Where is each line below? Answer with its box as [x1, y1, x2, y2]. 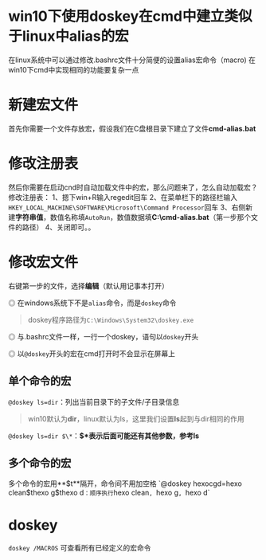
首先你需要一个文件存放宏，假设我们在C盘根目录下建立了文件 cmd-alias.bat [8, 123, 256, 133]
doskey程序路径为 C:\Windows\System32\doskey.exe [27, 315, 194, 324]
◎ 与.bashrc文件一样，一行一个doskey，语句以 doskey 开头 [8, 331, 199, 341]
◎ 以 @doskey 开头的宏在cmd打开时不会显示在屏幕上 [8, 348, 175, 358]
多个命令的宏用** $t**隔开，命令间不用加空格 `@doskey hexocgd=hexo [8, 479, 243, 488]
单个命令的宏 [8, 374, 72, 388]
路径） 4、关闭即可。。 [22, 222, 96, 232]
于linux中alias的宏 [8, 27, 129, 45]
